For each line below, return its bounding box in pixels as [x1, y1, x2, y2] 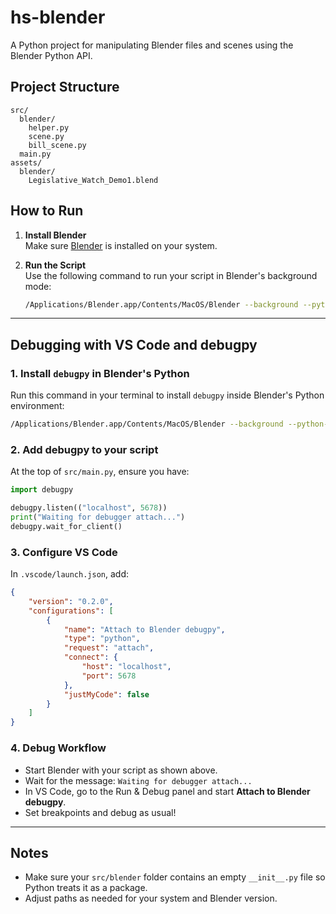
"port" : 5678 [81, 671, 137, 681]
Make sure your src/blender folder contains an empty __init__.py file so [24, 871, 326, 883]
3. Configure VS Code [10, 545, 118, 559]
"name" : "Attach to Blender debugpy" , [63, 624, 226, 635]
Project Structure [10, 79, 120, 96]
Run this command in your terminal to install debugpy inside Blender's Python [10, 389, 325, 401]
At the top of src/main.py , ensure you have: [10, 466, 190, 478]
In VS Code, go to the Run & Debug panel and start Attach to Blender [24, 785, 311, 797]
